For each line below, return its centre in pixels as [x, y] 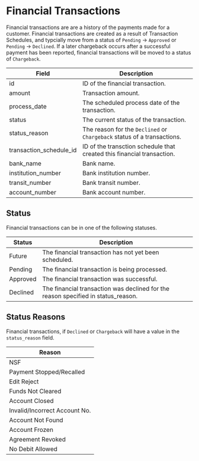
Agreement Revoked [38, 439]
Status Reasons [36, 317]
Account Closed [32, 401]
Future [18, 256]
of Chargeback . [24, 59]
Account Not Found [36, 420]
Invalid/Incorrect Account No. [50, 410]
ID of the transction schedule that [129, 146]
